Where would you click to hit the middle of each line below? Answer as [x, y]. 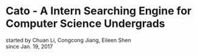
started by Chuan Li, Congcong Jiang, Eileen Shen [68, 40]
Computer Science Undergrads [85, 24]
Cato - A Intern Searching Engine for [99, 11]
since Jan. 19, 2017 [29, 46]
